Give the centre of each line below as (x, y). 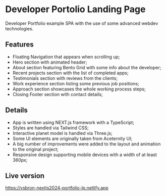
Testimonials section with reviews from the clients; (65, 78)
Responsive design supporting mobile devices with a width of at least (85, 155)
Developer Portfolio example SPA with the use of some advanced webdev (82, 23)
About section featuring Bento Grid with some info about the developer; (87, 67)
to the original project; (36, 149)
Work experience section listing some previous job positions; (76, 83)
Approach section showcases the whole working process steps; (79, 89)
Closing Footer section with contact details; (58, 94)
